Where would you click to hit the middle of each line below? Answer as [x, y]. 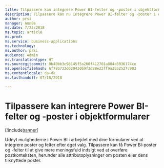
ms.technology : [20, 46]
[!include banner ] [22, 130]
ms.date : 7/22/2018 [25, 28]
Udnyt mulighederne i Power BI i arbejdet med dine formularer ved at [74, 139]
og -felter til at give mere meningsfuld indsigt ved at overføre [66, 150]
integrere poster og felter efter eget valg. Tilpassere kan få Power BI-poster [81, 145]
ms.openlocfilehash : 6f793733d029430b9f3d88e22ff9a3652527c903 [71, 69]
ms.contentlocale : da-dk [30, 73]
